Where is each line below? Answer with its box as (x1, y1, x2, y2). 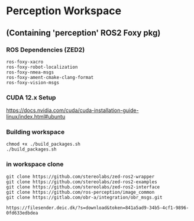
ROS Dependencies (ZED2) (6, 46, 85, 54)
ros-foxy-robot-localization (6, 64, 78, 70)
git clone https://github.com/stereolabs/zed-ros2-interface (6, 184, 160, 190)
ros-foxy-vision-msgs (6, 79, 60, 85)
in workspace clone (6, 160, 64, 168)
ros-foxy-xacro (6, 59, 44, 65)
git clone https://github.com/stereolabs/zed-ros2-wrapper (6, 174, 155, 180)
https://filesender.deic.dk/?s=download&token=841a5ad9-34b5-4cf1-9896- (6, 204, 189, 211)
